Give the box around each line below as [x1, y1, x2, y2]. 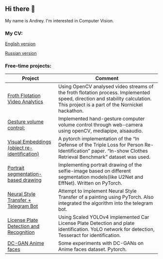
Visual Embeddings [7, 138, 51, 145]
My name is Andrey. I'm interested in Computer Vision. [5, 17, 114, 23]
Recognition [7, 229, 35, 236]
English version [5, 41, 36, 47]
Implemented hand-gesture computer [58, 115, 145, 122]
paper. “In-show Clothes [91, 148, 148, 155]
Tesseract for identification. [58, 232, 121, 239]
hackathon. [58, 107, 84, 114]
